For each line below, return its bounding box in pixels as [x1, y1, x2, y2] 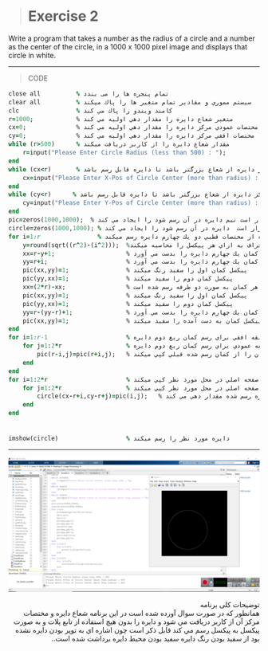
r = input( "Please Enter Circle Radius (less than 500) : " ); [22, 149, 227, 157]
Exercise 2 [27, 7, 99, 25]
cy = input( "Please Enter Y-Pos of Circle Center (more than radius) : [22, 199, 259, 207]
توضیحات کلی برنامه [199, 600, 260, 610]
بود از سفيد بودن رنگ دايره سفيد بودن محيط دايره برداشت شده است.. [51, 633, 260, 644]
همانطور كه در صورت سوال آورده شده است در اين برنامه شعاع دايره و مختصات [23, 609, 260, 618]
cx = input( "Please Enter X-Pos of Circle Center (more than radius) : [22, 174, 259, 182]
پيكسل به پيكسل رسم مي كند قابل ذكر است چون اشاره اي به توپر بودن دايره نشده [15, 626, 260, 635]
